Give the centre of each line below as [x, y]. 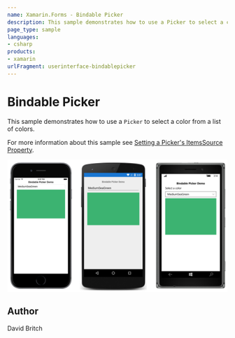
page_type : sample [34, 29]
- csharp [20, 44]
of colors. [21, 129]
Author [23, 311]
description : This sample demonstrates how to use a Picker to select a [115, 22]
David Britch [25, 328]
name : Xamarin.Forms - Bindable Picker [65, 15]
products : [22, 52]
